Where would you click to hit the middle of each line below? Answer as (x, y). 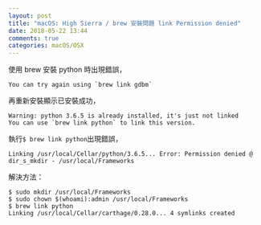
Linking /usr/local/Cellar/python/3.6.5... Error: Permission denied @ (130, 154)
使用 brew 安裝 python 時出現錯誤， (67, 70)
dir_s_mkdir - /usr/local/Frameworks (71, 162)
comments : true (34, 38)
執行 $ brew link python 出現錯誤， (65, 139)
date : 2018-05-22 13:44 (48, 31)
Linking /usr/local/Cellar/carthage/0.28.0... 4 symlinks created (122, 214)
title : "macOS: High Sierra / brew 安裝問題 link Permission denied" (124, 23)
